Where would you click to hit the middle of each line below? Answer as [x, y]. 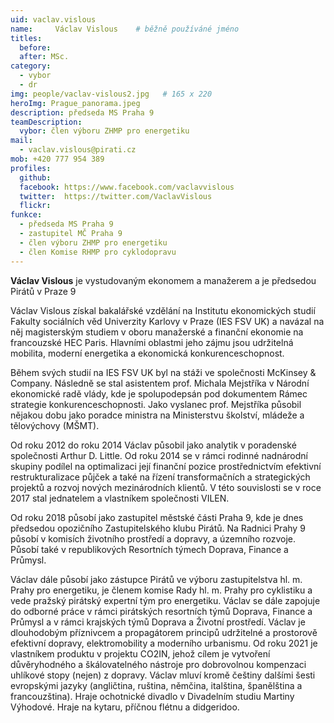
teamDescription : [46, 122]
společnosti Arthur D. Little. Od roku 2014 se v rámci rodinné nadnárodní [159, 455]
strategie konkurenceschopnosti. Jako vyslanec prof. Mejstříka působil [156, 404]
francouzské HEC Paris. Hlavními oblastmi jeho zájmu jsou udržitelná [152, 342]
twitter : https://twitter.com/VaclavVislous [116, 196]
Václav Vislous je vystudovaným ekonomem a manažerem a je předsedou [163, 280]
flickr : [35, 206]
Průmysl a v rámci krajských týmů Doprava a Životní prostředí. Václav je [158, 622]
